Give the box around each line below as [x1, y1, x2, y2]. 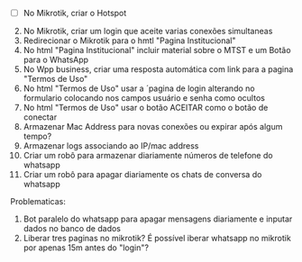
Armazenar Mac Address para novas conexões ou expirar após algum [23, 122, 283, 132]
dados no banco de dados [23, 223, 121, 234]
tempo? [23, 131, 52, 142]
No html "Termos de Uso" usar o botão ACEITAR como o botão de [23, 103, 269, 113]
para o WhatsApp [23, 54, 89, 66]
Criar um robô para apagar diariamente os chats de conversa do [23, 169, 262, 180]
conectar [23, 112, 58, 122]
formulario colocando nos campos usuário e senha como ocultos [23, 93, 265, 104]
